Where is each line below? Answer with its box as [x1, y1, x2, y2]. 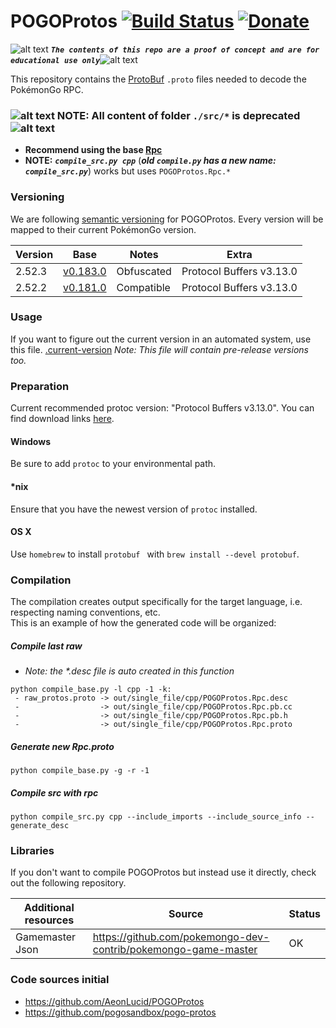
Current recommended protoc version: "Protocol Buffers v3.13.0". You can [10, 402, 315, 414]
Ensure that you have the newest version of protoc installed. [10, 503, 258, 515]
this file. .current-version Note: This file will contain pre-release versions [10, 343, 309, 355]
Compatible [116, 280, 171, 294]
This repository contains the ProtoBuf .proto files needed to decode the [10, 73, 307, 85]
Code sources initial [10, 973, 110, 987]
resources [24, 913, 75, 927]
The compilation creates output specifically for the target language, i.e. [10, 596, 303, 608]
